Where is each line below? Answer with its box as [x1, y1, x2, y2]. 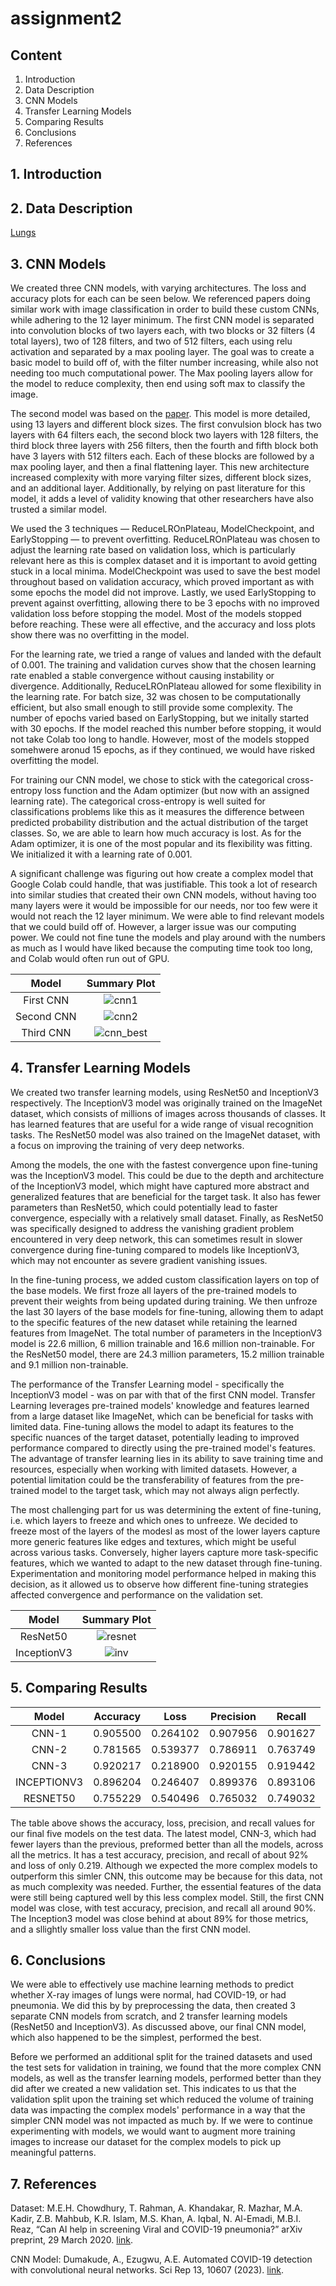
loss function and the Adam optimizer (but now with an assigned [44, 785, 310, 797]
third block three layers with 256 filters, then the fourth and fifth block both [10, 440, 319, 452]
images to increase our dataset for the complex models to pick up [10, 2136, 282, 2148]
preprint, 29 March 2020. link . [10, 2234, 134, 2246]
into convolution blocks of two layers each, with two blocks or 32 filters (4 [10, 325, 316, 337]
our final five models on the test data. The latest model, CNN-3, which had [10, 1827, 317, 1839]
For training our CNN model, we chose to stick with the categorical [10, 774, 285, 786]
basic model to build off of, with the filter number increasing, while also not [10, 357, 319, 369]
